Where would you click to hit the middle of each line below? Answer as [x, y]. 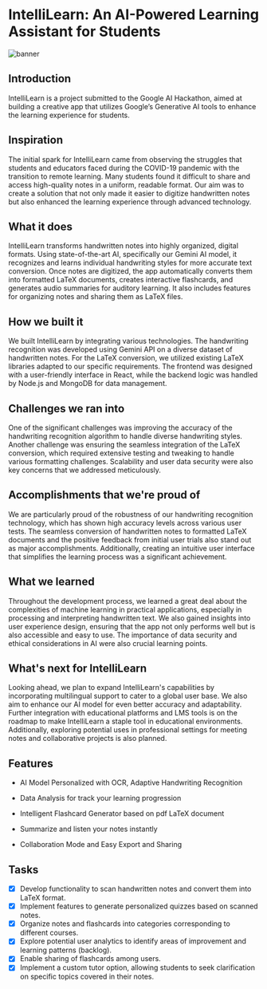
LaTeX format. [43, 898]
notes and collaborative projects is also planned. [88, 739]
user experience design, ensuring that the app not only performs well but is [132, 626]
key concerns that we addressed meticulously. [85, 470]
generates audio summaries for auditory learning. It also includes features [130, 288]
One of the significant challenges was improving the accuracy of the [120, 428]
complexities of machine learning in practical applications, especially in [125, 609]
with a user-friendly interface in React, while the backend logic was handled [133, 375]
